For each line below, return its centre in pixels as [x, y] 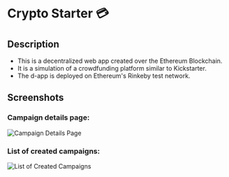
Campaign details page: [49, 118]
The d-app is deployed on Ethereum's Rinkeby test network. [104, 76]
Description [33, 44]
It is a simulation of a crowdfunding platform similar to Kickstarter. [112, 68]
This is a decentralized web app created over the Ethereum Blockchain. [120, 61]
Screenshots [36, 98]
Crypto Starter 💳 [58, 14]
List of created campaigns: [53, 151]
